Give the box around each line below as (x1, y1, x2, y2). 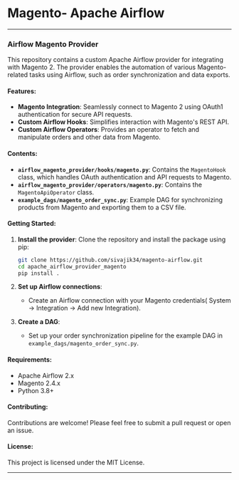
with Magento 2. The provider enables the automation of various (7, 63, 196, 72)
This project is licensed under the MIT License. (7, 458, 145, 467)
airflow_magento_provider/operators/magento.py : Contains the (17, 180, 203, 189)
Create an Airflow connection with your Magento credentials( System (28, 296, 231, 305)
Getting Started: (7, 219, 56, 228)
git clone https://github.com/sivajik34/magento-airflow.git (17, 256, 203, 264)
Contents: (7, 150, 38, 158)
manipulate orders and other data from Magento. (17, 133, 161, 142)
